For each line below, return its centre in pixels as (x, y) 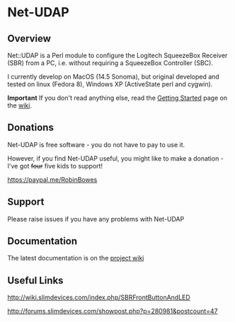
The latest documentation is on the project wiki (76, 258)
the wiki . (19, 105)
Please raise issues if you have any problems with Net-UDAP (96, 219)
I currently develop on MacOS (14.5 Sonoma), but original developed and (113, 76)
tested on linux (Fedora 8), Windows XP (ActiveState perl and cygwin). (110, 84)
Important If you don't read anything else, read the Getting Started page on (117, 98)
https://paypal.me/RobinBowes (52, 179)
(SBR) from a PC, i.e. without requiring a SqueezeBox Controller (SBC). (110, 63)
